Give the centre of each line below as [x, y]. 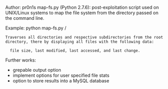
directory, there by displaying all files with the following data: [80, 42]
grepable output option [37, 70]
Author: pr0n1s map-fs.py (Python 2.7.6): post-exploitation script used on [82, 7]
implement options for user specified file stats [61, 75]
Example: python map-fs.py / [36, 28]
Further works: [21, 60]
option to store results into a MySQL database [61, 81]
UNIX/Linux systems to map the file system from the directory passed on [82, 13]
